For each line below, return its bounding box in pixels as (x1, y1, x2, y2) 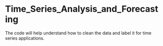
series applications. (5, 35, 45, 41)
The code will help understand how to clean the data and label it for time (5, 30, 152, 36)
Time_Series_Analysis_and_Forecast (5, 3, 159, 15)
